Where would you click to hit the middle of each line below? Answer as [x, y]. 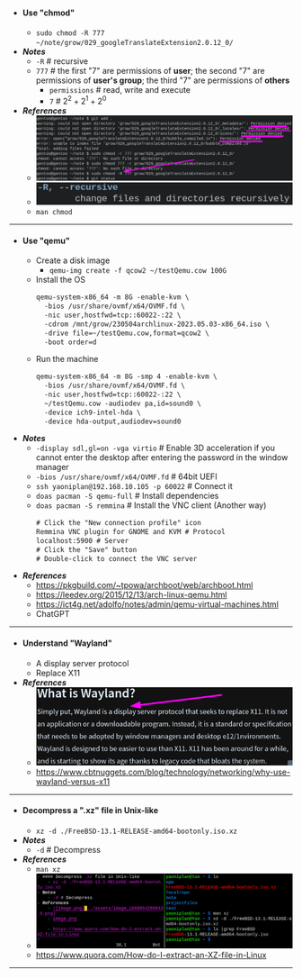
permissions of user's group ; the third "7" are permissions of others [163, 80]
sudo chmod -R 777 [70, 33]
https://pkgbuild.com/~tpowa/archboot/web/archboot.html [144, 585]
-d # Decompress [68, 849]
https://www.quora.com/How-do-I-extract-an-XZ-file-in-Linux [151, 955]
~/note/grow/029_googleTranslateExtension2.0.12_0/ [134, 43]
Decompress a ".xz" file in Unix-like [90, 810]
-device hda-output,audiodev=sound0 [112, 422]
